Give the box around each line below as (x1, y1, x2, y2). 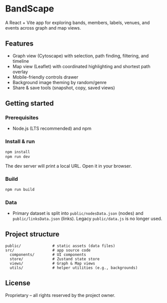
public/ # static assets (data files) (5, 243, 115, 248)
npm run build (5, 187, 35, 192)
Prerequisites (5, 114, 39, 121)
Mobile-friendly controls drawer (12, 74, 79, 80)
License (5, 279, 31, 287)
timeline (12, 58, 29, 64)
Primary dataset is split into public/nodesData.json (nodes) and (12, 210, 144, 216)
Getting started (5, 99, 54, 108)
